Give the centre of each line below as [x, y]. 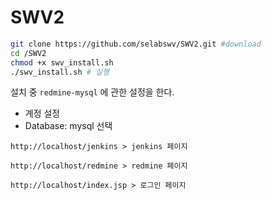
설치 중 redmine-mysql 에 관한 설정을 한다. [92, 92]
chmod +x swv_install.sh [62, 62]
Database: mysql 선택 [68, 126]
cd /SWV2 [28, 53]
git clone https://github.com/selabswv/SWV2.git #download [136, 44]
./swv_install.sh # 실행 [60, 72]
